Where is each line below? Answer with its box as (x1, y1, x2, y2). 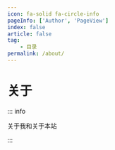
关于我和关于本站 (7, 122, 57, 130)
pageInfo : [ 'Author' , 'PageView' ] (7, 17, 109, 24)
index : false (7, 23, 46, 31)
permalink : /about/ (7, 50, 65, 58)
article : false (7, 30, 52, 38)
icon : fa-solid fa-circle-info (7, 10, 99, 18)
